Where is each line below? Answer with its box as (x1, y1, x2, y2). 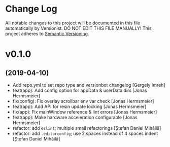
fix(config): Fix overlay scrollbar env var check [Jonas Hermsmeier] (12, 98, 154, 104)
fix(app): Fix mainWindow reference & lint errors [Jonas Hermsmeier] (12, 108, 157, 115)
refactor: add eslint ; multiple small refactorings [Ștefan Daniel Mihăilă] (12, 125, 161, 131)
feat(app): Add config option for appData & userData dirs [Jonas (12, 87, 147, 93)
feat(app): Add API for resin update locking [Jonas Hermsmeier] (12, 103, 147, 109)
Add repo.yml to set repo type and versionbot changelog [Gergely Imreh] (12, 82, 165, 88)
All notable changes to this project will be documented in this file (5, 20, 141, 26)
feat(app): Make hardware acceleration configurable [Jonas (12, 114, 138, 120)
